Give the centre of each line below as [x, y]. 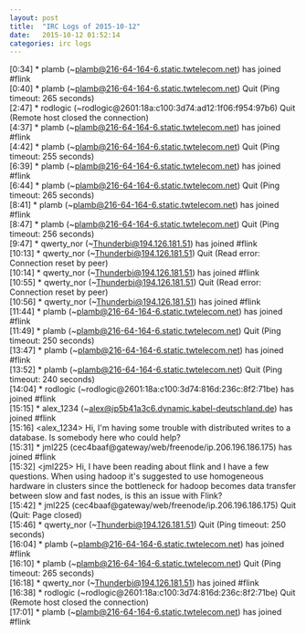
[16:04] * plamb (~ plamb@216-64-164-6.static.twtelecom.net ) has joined [147, 545]
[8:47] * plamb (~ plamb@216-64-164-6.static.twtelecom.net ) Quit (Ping [144, 224]
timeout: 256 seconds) [52, 234]
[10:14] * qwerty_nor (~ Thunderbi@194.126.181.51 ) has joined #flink [135, 273]
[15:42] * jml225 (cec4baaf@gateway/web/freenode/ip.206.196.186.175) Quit [153, 505]
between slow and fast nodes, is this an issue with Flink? [116, 496]
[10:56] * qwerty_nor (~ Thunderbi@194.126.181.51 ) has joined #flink [135, 302]
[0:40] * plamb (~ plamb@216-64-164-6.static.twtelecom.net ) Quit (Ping [145, 88]
